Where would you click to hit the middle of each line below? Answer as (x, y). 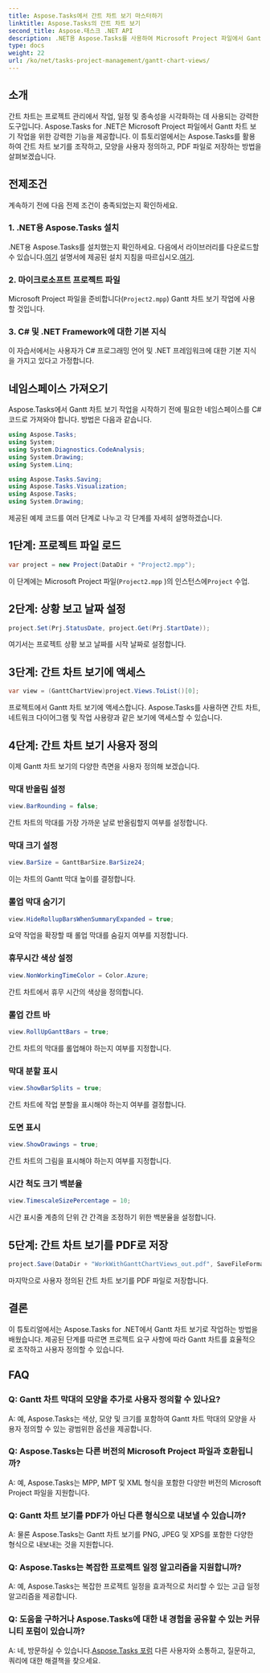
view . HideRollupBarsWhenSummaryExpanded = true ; (91, 919)
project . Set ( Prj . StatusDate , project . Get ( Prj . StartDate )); (109, 628)
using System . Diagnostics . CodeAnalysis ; (77, 450)
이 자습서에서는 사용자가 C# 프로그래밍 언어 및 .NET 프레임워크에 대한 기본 (125, 351)
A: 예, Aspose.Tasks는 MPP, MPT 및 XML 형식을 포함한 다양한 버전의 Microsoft (135, 1482)
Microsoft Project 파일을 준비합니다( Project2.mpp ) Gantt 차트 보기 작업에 (125, 299)
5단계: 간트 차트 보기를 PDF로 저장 (88, 1245)
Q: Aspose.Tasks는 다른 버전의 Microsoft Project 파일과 (115, 1451)
